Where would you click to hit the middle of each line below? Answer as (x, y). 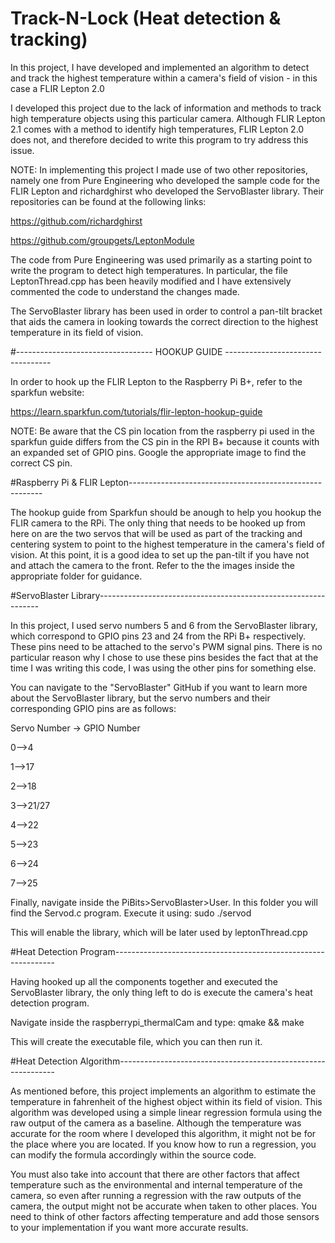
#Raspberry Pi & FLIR (54, 482)
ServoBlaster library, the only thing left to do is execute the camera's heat (161, 992)
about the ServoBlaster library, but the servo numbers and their (140, 698)
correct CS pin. (41, 463)
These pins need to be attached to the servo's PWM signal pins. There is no (166, 646)
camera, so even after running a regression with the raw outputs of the (156, 1195)
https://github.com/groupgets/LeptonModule (102, 240)
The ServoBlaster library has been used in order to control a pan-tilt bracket (166, 311)
